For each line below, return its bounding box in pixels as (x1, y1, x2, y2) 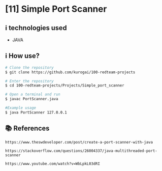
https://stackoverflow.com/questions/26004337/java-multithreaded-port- (5, 148, 158, 153)
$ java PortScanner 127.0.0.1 (5, 110, 67, 115)
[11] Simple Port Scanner (5, 3, 107, 15)
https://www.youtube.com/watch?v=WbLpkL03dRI (5, 161, 100, 166)
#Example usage (5, 106, 36, 111)
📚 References (5, 124, 50, 133)
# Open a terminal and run (5, 92, 61, 97)
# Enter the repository (5, 79, 54, 84)
